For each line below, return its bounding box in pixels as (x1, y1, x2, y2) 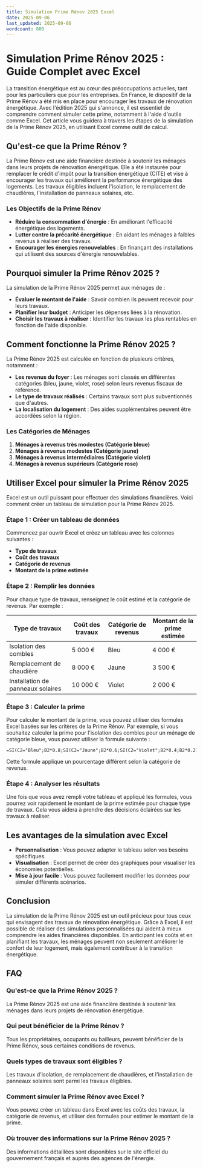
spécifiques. (14, 853, 47, 860)
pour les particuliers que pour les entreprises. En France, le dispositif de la (6, 92, 192, 99)
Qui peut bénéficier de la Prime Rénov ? (6, 1022, 124, 1030)
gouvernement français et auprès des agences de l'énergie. (6, 1154, 155, 1161)
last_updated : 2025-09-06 (6, 20, 71, 26)
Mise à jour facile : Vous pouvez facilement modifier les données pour (14, 872, 190, 879)
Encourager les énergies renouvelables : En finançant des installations (14, 244, 193, 252)
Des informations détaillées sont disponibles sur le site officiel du (6, 1148, 169, 1155)
